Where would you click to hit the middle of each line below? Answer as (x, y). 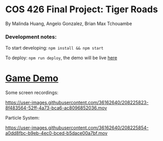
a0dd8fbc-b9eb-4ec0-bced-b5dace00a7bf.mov (56, 133)
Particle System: (22, 118)
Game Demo (32, 78)
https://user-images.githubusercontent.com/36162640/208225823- (77, 103)
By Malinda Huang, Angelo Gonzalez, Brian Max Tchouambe (69, 24)
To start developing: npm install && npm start (54, 48)
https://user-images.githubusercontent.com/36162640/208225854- (77, 128)
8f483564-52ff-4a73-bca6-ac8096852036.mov (56, 108)
